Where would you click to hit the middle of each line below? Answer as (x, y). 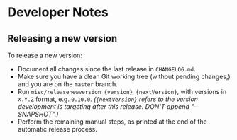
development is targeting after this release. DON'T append (103, 106)
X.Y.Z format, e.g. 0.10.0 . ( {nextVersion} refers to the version (108, 99)
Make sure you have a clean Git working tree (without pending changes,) (124, 76)
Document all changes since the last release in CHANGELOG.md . (106, 69)
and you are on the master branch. (68, 84)
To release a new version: (45, 55)
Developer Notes (58, 12)
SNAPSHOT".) (38, 114)
